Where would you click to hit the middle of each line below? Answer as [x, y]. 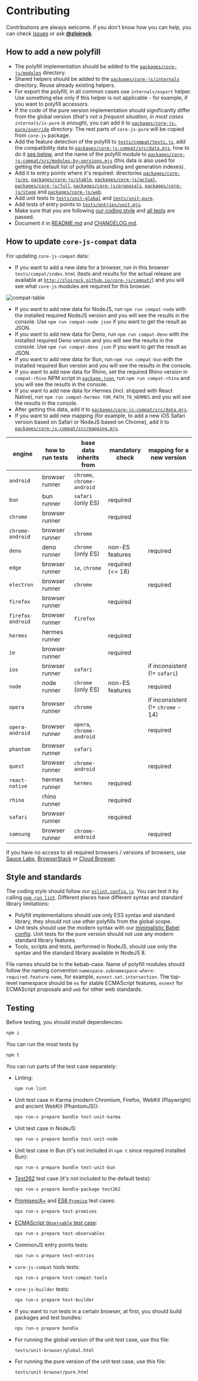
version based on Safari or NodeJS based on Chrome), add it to [92, 422]
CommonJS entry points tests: [52, 1245]
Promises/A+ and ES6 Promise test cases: [65, 1201]
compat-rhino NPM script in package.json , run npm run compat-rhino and [102, 378]
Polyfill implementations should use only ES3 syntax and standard [95, 915]
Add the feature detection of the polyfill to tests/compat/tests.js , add [100, 141]
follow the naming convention [42, 971]
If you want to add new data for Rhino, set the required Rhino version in [101, 372]
